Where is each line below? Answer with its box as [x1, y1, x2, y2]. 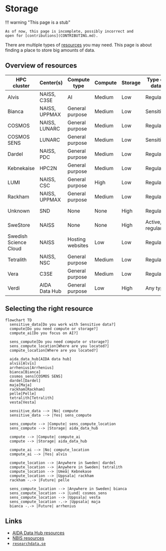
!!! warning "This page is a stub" [5, 19, 71, 25]
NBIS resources [12, 535, 44, 541]
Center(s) [39, 79, 63, 86]
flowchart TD [5, 317, 32, 323]
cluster [12, 82, 30, 89]
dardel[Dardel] [9, 378, 41, 383]
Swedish [7, 233, 28, 240]
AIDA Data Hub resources [12, 530, 65, 536]
